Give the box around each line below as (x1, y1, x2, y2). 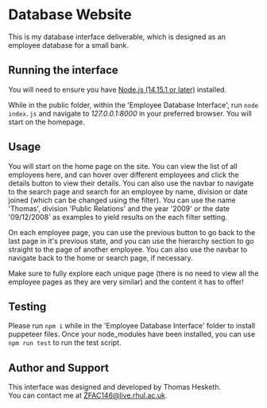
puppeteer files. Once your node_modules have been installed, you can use (8, 329, 256, 339)
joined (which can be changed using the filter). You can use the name (8, 195, 236, 205)
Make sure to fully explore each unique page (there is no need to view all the (8, 269, 259, 278)
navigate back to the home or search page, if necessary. (8, 253, 193, 262)
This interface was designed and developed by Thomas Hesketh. (8, 382, 221, 392)
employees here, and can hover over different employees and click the (8, 170, 240, 179)
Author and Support (8, 361, 110, 375)
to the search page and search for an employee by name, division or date (8, 186, 248, 196)
